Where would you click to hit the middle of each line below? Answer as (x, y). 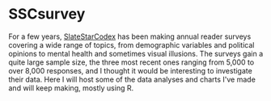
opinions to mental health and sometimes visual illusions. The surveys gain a (136, 53)
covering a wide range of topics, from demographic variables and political (131, 44)
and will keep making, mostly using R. (71, 88)
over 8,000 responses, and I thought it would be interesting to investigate (130, 70)
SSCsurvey (47, 14)
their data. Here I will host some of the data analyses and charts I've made (132, 79)
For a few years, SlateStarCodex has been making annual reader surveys (130, 36)
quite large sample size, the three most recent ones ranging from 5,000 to (131, 62)
